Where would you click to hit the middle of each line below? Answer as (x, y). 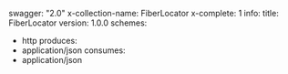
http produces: (50, 41)
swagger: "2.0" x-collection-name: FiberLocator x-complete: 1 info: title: (144, 13)
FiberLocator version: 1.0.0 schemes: (78, 23)
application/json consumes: (73, 50)
